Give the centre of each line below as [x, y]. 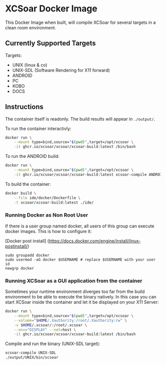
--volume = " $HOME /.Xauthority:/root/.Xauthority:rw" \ [70, 320]
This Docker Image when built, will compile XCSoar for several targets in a [81, 22]
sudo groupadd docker [27, 255]
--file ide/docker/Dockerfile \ [47, 198]
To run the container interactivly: [38, 128]
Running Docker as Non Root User [47, 215]
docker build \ [21, 193]
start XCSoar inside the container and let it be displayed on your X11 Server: [82, 302]
